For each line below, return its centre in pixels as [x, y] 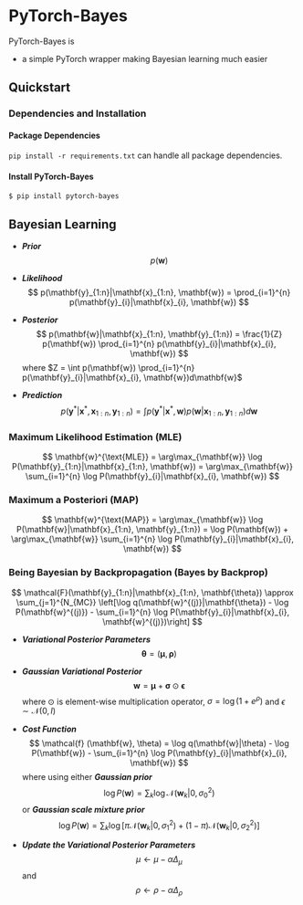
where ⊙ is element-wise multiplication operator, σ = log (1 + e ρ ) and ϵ [153, 700]
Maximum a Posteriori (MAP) [73, 500]
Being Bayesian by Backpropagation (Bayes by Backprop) [138, 573]
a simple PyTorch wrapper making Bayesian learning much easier [145, 58]
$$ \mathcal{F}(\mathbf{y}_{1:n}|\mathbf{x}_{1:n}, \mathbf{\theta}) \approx [152, 592]
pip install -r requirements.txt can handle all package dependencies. [146, 155]
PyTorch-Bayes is [42, 41]
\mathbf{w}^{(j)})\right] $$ [152, 621]
